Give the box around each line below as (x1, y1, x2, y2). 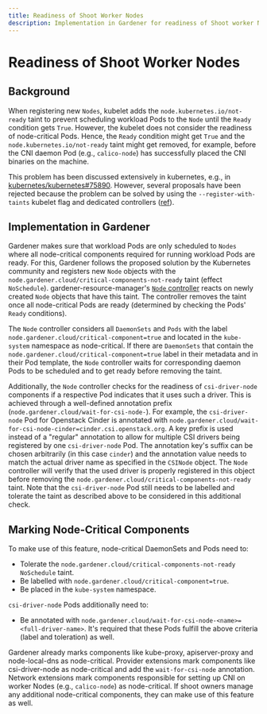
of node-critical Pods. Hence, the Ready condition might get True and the (8, 131, 246, 141)
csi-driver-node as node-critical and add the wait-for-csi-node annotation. (8, 665, 256, 674)
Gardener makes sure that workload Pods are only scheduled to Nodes (8, 241, 237, 251)
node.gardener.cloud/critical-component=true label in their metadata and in (8, 349, 258, 359)
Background (8, 85, 70, 98)
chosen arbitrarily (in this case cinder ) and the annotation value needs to (8, 450, 247, 459)
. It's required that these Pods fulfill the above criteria (83, 624, 258, 634)
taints (8, 199, 30, 206)
